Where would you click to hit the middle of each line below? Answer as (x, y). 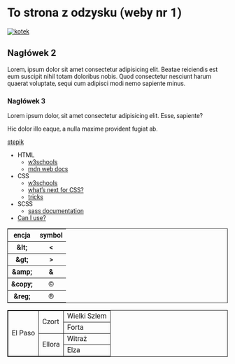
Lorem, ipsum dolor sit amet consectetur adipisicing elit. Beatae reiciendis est (113, 69)
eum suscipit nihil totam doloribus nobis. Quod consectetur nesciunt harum (109, 76)
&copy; (22, 284)
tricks (35, 197)
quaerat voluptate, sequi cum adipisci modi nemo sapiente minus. (97, 83)
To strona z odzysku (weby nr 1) (94, 13)
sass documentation (56, 211)
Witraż (77, 339)
